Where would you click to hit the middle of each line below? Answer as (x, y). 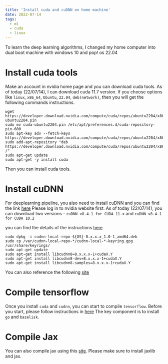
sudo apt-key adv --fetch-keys (38, 133)
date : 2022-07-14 (23, 14)
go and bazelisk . (22, 317)
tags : (11, 19)
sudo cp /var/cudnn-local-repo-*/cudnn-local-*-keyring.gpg (69, 241)
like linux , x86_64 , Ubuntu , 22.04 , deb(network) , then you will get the (74, 97)
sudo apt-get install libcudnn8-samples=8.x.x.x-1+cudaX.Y (68, 263)
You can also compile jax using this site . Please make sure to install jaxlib (80, 351)
